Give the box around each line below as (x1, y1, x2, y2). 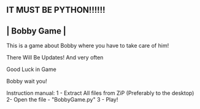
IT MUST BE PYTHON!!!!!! (6, 5, 106, 15)
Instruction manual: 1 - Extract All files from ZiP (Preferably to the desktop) (6, 89, 194, 97)
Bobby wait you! (6, 78, 47, 85)
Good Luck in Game (6, 66, 56, 73)
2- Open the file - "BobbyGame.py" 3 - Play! (6, 96, 118, 103)
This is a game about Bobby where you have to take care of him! (6, 42, 169, 50)
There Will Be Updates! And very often (6, 54, 104, 61)
